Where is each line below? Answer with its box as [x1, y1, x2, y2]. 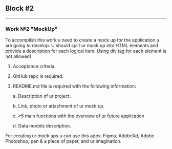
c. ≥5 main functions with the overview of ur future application [12, 113, 145, 119]
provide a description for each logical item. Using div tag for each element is [5, 48, 166, 54]
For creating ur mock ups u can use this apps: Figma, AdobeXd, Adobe [5, 133, 155, 139]
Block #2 [5, 4, 34, 13]
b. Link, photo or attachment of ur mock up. [12, 103, 105, 109]
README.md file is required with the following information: [12, 83, 137, 89]
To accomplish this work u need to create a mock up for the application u [5, 37, 160, 43]
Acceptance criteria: [12, 63, 56, 70]
